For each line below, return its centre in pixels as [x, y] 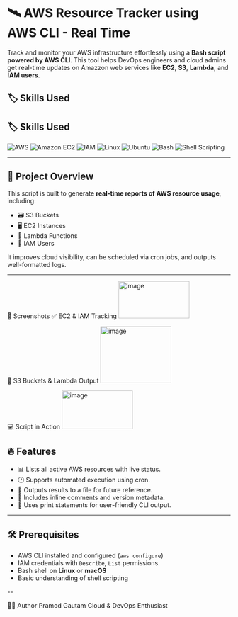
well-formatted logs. [37, 264]
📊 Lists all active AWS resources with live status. [89, 469]
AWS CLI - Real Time [69, 33]
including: [22, 200]
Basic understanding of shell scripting [73, 578]
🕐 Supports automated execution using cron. [84, 480]
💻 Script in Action [34, 426]
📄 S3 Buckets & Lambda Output [53, 380]
